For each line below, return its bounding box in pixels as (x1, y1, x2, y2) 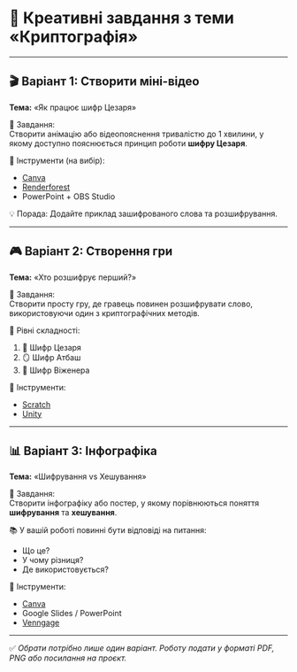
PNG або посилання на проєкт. (9, 653, 127, 663)
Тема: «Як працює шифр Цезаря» (9, 102, 137, 112)
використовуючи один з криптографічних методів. (9, 307, 201, 318)
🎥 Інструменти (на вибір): (9, 155, 105, 166)
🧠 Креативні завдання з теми (9, 8, 234, 28)
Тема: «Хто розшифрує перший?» (9, 272, 137, 282)
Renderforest (21, 182, 71, 192)
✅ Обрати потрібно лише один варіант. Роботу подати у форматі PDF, (9, 643, 275, 653)
